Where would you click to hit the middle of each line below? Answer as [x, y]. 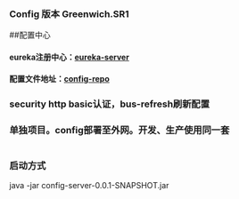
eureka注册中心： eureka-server [69, 57]
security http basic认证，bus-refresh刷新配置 [110, 104]
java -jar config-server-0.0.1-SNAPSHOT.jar [89, 185]
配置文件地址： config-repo [59, 79]
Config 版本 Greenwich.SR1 [69, 13]
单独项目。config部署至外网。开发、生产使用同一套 [119, 131]
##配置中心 [30, 35]
